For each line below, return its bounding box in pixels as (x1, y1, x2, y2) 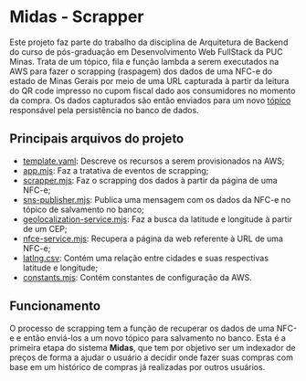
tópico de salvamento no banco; (22, 204, 144, 215)
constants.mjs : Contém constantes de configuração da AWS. (22, 271, 253, 282)
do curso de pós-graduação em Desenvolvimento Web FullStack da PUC (9, 46, 283, 57)
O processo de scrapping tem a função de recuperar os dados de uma (9, 323, 275, 333)
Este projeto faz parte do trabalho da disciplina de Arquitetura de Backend (9, 37, 289, 48)
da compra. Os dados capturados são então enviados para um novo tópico (9, 94, 291, 106)
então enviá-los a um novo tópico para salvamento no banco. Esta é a (23, 332, 286, 344)
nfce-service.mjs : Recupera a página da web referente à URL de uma (22, 233, 283, 244)
